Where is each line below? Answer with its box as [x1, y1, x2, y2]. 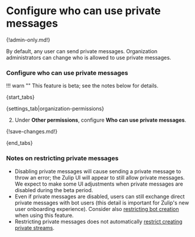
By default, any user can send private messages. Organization [6, 47, 158, 54]
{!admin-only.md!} [6, 36, 51, 43]
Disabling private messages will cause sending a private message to [14, 167, 181, 175]
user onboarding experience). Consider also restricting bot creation [14, 205, 179, 212]
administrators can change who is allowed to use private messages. [6, 54, 171, 61]
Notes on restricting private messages [6, 154, 119, 163]
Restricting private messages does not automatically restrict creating [14, 217, 183, 225]
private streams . [14, 224, 55, 231]
